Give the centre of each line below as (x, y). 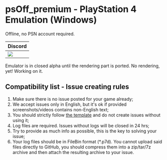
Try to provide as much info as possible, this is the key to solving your (85, 131)
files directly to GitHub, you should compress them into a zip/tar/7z (82, 147)
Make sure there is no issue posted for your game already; (73, 99)
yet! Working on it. (24, 71)
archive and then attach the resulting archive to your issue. (73, 152)
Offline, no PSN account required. (40, 34)
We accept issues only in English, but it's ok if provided (69, 104)
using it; (21, 120)
